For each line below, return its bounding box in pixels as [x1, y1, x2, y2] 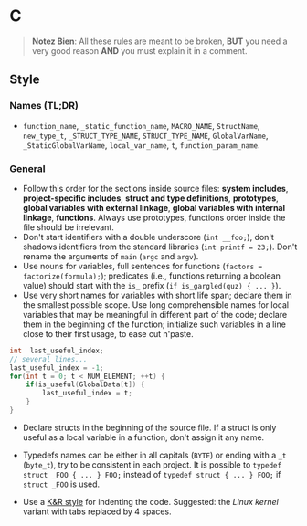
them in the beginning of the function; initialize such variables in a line [22, 319, 286, 330]
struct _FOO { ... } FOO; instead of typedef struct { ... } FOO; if [22, 468, 281, 479]
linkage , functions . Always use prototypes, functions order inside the [22, 212, 286, 223]
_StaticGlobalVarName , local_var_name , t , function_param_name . [22, 139, 260, 151]
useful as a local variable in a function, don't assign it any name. [22, 431, 265, 443]
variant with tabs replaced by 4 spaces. [22, 506, 172, 517]
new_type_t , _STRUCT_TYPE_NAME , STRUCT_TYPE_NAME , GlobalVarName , [22, 130, 269, 141]
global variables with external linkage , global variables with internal [22, 202, 286, 213]
